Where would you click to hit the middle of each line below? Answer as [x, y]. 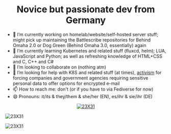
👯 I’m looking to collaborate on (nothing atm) [59, 67]
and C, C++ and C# [33, 61]
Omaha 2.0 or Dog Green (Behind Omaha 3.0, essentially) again [79, 45]
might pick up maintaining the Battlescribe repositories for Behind [82, 40]
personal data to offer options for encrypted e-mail [66, 83]
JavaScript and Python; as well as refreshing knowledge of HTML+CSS [87, 56]
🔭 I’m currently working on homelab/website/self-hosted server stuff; [85, 34]
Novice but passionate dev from [86, 9]
